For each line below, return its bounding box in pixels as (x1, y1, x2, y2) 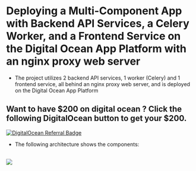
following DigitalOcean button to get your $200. (6, 113, 187, 123)
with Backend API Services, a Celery (6, 17, 190, 30)
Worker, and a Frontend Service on (6, 30, 181, 43)
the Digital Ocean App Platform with (6, 42, 187, 56)
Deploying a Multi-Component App (6, 4, 182, 18)
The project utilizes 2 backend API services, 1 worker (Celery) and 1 (14, 74, 181, 81)
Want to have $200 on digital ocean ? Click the (6, 104, 182, 114)
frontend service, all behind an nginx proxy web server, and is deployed (14, 80, 191, 87)
